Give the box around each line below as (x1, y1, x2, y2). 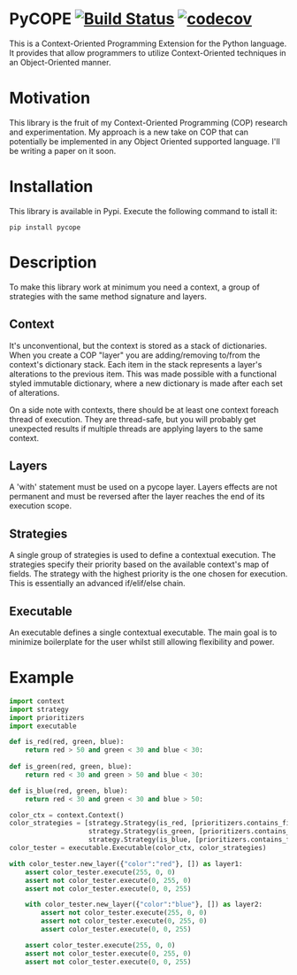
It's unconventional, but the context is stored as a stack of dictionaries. (9, 340, 268, 351)
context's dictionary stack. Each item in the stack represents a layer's (9, 359, 263, 369)
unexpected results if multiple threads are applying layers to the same (9, 423, 263, 434)
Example (9, 668, 74, 688)
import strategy (9, 705, 69, 714)
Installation (9, 177, 94, 197)
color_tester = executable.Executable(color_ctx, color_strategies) (9, 844, 267, 853)
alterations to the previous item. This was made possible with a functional (9, 368, 277, 379)
